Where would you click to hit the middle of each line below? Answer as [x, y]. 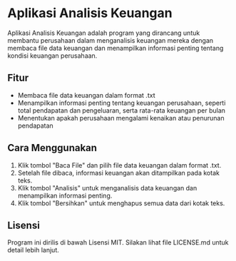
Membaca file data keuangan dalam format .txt [86, 95]
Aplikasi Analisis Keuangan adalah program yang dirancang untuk [104, 33]
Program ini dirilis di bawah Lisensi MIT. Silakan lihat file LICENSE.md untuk [118, 242]
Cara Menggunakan [52, 148]
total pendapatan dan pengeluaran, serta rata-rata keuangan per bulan [122, 110]
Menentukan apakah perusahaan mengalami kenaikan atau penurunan [121, 118]
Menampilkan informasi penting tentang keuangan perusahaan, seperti [122, 103]
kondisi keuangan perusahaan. [52, 56]
